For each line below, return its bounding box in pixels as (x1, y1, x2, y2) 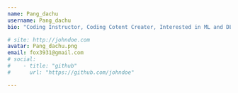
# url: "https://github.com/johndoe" (7, 68, 135, 76)
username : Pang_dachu (7, 17, 72, 24)
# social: (7, 56, 37, 63)
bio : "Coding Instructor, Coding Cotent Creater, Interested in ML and (7, 23, 223, 30)
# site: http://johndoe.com (7, 36, 91, 43)
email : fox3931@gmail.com (7, 49, 84, 56)
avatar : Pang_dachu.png (7, 43, 78, 50)
